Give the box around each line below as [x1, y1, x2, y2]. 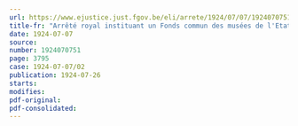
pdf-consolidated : [9, 104, 77, 113]
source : [9, 37, 38, 47]
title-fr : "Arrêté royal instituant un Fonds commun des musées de [9, 21, 264, 30]
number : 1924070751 [9, 46, 82, 55]
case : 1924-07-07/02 [9, 63, 86, 72]
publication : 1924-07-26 [9, 71, 101, 80]
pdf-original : [9, 95, 62, 105]
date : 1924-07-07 [9, 29, 74, 38]
